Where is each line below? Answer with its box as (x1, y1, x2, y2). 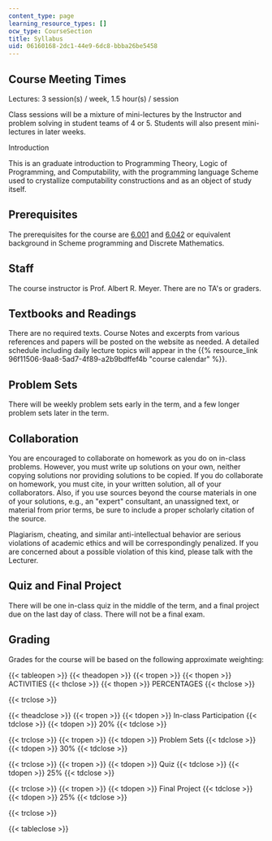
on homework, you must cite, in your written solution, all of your (8, 479, 222, 489)
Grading (8, 633, 50, 647)
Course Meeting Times (8, 72, 127, 86)
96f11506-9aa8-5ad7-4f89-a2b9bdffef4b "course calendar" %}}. (8, 355, 227, 364)
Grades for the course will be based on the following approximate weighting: (8, 654, 264, 664)
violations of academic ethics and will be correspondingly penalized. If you (8, 538, 259, 547)
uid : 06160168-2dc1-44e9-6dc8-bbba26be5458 (8, 42, 158, 50)
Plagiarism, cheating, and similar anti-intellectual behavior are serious (8, 529, 241, 539)
